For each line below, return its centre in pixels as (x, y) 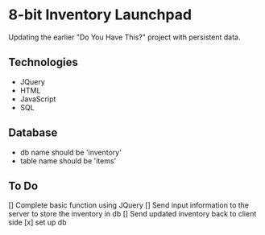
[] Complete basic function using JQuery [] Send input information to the (129, 205)
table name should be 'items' (68, 161)
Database (33, 133)
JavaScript (38, 99)
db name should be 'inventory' (71, 152)
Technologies (43, 62)
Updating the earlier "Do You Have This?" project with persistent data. (124, 37)
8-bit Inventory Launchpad (100, 15)
